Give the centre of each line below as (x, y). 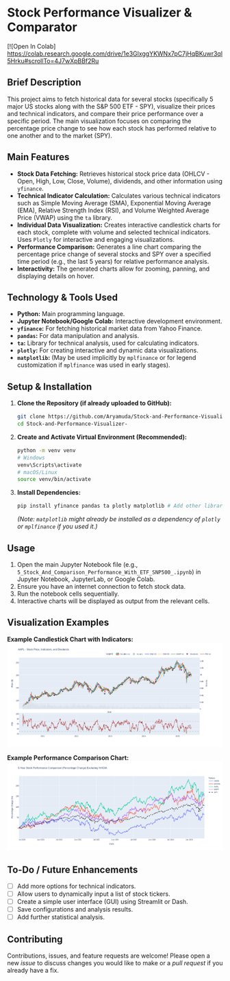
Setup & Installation (50, 386)
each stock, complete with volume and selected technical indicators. (114, 232)
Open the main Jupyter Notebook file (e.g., (77, 564)
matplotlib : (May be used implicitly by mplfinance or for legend (106, 358)
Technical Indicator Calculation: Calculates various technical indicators (119, 195)
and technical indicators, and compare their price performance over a (105, 113)
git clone (31, 417)
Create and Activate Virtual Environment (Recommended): (102, 437)
